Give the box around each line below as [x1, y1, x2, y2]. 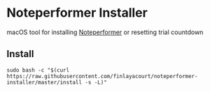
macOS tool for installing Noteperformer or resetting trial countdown [6, 28, 204, 36]
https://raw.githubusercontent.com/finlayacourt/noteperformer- [6, 72, 198, 79]
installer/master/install [6, 79, 82, 86]
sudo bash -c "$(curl [6, 66, 70, 74]
